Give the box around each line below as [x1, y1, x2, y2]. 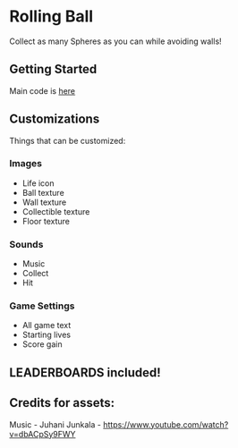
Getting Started [9, 62, 98, 77]
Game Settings [9, 300, 75, 312]
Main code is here [9, 85, 76, 96]
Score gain [21, 339, 63, 350]
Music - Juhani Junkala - [9, 418, 101, 430]
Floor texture [21, 216, 70, 226]
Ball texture [21, 187, 64, 198]
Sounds [9, 238, 44, 250]
